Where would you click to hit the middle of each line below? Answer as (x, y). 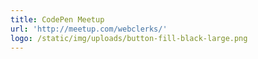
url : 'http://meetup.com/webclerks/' (89, 29)
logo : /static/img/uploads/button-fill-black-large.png (129, 38)
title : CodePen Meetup (57, 19)
